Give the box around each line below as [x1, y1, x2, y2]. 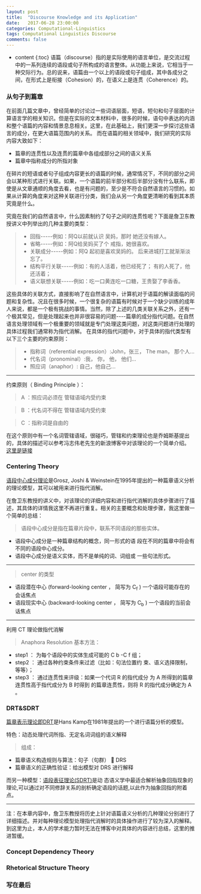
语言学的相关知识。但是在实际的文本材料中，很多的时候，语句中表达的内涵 [11, 115, 195, 122]
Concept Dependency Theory [6, 847, 95, 856]
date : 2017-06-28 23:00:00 [6, 20, 79, 26]
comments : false [6, 36, 47, 42]
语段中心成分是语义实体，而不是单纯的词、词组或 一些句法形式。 [14, 552, 174, 559]
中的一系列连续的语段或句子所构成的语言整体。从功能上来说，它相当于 [14, 61, 188, 68]
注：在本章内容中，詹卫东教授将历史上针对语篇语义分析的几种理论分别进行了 [6, 810, 195, 817]
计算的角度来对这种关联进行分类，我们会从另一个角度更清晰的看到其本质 [16, 193, 195, 200]
